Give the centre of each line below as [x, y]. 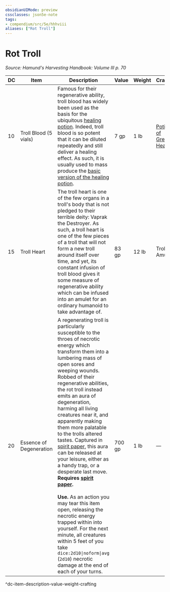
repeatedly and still [80, 146]
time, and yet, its [77, 261]
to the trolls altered [80, 434]
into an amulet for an [82, 299]
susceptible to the [79, 333]
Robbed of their [76, 377]
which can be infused [83, 293]
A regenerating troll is [83, 320]
